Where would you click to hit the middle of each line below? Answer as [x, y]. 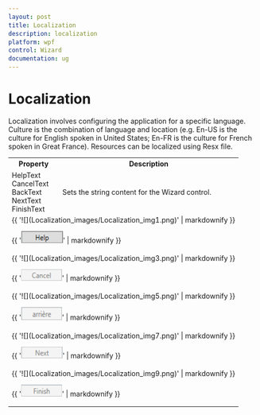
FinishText [28, 209]
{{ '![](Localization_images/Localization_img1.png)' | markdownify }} [124, 219]
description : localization [53, 33]
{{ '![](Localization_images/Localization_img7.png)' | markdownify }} [124, 335]
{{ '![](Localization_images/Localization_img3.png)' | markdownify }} [124, 258]
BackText [27, 192]
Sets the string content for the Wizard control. [137, 192]
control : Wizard [35, 50]
